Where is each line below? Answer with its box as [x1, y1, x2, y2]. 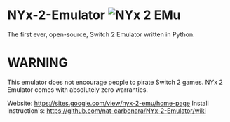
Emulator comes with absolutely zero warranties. [7, 85, 149, 94]
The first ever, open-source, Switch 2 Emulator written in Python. [7, 30, 195, 39]
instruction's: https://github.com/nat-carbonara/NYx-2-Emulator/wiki [7, 106, 207, 115]
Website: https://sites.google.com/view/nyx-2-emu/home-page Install [7, 99, 209, 107]
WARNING [7, 55, 68, 71]
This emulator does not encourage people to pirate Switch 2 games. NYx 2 [7, 78, 223, 86]
